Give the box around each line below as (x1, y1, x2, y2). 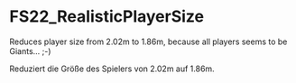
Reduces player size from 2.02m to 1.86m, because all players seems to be (9, 36, 288, 47)
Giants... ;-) (9, 45, 51, 56)
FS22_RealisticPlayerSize (9, 6, 205, 27)
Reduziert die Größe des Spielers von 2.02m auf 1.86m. (9, 63, 215, 74)
